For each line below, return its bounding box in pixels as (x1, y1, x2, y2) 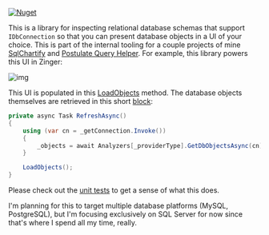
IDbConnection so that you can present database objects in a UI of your (8, 32, 243, 41)
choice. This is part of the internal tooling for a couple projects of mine (8, 40, 241, 50)
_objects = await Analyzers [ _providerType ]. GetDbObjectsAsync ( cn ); (37, 141, 267, 149)
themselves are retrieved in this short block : (8, 97, 154, 106)
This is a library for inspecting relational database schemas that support (8, 23, 246, 32)
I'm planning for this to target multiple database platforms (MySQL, (8, 201, 229, 210)
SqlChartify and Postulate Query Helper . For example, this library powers (8, 49, 248, 58)
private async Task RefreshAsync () (8, 112, 127, 120)
